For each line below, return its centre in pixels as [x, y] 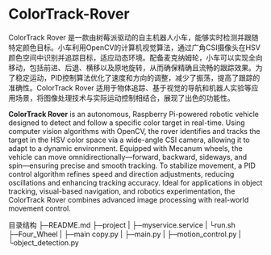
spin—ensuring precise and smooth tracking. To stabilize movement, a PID [132, 165]
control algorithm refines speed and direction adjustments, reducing [121, 173]
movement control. [40, 208]
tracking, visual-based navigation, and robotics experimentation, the [122, 191]
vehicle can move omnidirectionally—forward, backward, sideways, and [128, 157]
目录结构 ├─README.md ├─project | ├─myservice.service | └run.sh [122, 225]
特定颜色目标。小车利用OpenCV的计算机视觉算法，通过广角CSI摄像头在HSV [134, 47]
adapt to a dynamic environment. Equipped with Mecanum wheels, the [126, 148]
